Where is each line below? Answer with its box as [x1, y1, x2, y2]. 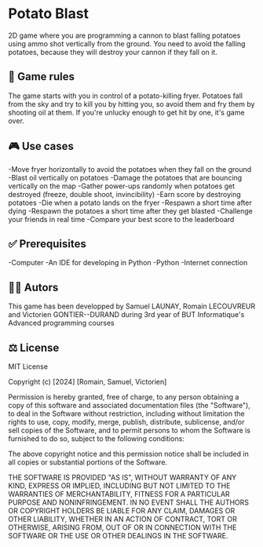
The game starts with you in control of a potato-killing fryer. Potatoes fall [8, 91, 243, 100]
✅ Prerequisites [8, 237, 86, 250]
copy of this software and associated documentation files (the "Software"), [8, 401, 251, 410]
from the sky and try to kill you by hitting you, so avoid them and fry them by [8, 99, 255, 108]
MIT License [8, 362, 49, 371]
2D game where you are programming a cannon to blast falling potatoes [8, 31, 241, 40]
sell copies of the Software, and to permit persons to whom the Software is [8, 425, 251, 435]
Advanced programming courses [8, 319, 115, 328]
